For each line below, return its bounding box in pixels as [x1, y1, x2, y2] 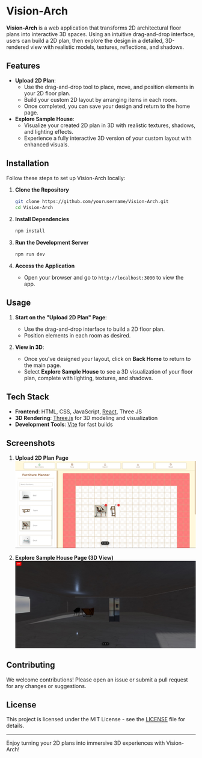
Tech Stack [6, 392, 49, 402]
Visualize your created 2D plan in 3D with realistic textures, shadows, [23, 122, 195, 129]
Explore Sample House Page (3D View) [14, 554, 114, 562]
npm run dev [14, 251, 45, 257]
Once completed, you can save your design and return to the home [23, 102, 191, 110]
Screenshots [6, 438, 55, 448]
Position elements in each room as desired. [23, 331, 131, 339]
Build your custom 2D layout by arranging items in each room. [23, 96, 177, 103]
